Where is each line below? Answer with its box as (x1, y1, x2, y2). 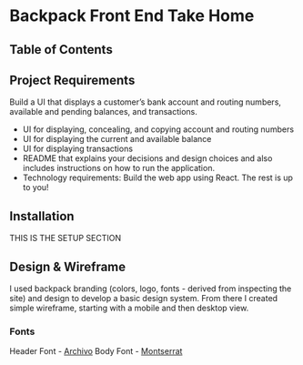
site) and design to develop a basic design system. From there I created (9, 293, 278, 304)
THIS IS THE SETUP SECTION (9, 233, 121, 244)
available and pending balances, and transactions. (9, 106, 197, 117)
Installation (9, 208, 75, 224)
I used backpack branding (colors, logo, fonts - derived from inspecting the (9, 283, 292, 294)
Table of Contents (9, 42, 114, 57)
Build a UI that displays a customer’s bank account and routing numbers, (9, 96, 282, 107)
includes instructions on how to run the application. (22, 163, 216, 174)
